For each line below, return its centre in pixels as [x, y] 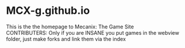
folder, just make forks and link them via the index [66, 39]
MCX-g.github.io [48, 11]
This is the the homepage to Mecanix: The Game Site [70, 27]
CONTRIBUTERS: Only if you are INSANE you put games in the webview [93, 32]
